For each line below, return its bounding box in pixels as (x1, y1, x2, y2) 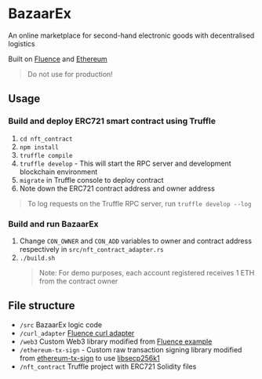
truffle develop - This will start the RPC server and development (19, 159, 231, 168)
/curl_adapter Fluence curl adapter (19, 328, 135, 337)
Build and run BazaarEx (8, 218, 99, 229)
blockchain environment (19, 166, 98, 177)
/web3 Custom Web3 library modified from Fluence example (19, 337, 213, 346)
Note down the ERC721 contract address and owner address (19, 184, 216, 193)
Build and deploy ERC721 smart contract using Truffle (8, 115, 216, 126)
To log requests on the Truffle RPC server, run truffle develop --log (27, 199, 252, 208)
